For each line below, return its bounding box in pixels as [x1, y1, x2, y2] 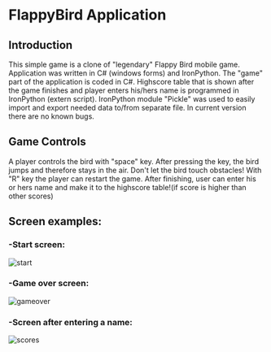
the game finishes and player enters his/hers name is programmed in [8, 85, 239, 95]
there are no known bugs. [8, 111, 95, 121]
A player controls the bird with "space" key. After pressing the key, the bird [8, 156, 259, 166]
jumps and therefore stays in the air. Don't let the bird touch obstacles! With [8, 165, 262, 175]
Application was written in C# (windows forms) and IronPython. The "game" [8, 68, 263, 78]
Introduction [8, 38, 73, 52]
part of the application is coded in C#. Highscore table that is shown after [8, 77, 255, 86]
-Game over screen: [8, 278, 90, 289]
